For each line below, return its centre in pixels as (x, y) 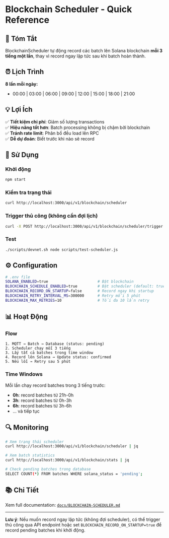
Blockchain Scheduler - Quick (69, 9)
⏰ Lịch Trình (25, 72)
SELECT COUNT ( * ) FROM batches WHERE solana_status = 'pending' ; (74, 474)
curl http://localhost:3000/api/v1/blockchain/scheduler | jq (72, 446)
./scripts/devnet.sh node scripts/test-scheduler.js (62, 250)
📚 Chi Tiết (22, 490)
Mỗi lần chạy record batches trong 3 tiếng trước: (55, 385)
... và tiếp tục (26, 411)
